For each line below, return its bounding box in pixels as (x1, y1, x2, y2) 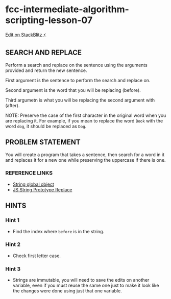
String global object (12, 181, 55, 187)
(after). (5, 102, 20, 108)
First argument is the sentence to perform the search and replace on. (5, 77, 151, 83)
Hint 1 (5, 217, 19, 224)
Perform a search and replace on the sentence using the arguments (5, 62, 148, 68)
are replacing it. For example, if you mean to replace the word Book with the (5, 117, 163, 123)
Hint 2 (5, 241, 21, 248)
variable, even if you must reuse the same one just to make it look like (12, 282, 159, 289)
